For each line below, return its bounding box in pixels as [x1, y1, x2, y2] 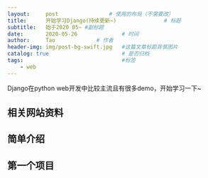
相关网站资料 [7, 107, 64, 119]
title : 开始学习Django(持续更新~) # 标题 [7, 17, 181, 24]
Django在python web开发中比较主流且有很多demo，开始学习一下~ [7, 83, 202, 93]
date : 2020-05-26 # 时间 [7, 30, 139, 38]
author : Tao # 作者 [7, 37, 114, 44]
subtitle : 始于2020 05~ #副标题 [7, 23, 104, 31]
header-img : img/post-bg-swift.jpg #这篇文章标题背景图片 [7, 43, 178, 51]
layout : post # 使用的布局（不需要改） [7, 10, 174, 18]
